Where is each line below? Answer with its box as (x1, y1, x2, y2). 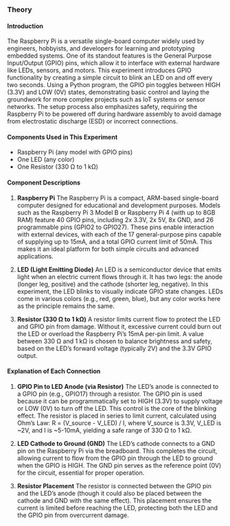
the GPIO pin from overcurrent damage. (16, 511, 129, 519)
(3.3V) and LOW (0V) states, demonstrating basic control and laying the (7, 88, 210, 97)
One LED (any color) (16, 156, 75, 164)
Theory (7, 5, 32, 14)
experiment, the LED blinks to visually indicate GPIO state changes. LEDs (16, 287, 223, 296)
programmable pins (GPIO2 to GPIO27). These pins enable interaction (16, 223, 215, 231)
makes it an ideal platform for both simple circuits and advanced (16, 245, 199, 253)
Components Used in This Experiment (7, 132, 118, 141)
